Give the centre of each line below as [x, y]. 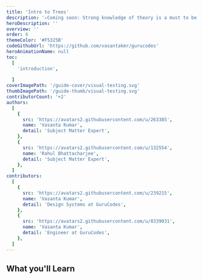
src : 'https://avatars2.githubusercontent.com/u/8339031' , [98, 222]
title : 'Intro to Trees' [38, 12]
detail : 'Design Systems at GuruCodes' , [74, 205]
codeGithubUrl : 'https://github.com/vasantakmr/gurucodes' [83, 46]
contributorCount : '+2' [36, 97]
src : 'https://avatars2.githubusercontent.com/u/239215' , [97, 193]
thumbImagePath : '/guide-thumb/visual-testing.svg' [73, 91]
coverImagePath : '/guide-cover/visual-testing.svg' [73, 86]
